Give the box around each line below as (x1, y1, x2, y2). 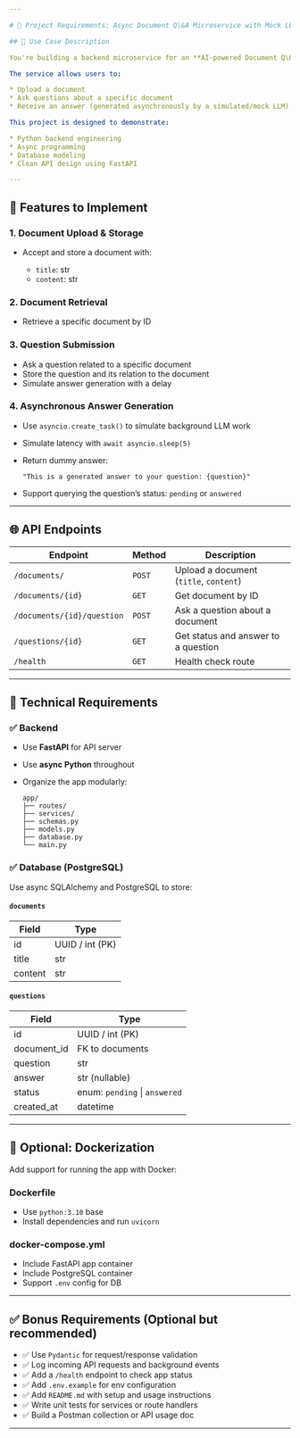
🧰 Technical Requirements (9, 695, 158, 711)
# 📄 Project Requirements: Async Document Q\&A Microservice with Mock (9, 21, 281, 29)
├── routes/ (21, 802, 67, 810)
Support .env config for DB (21, 1277, 122, 1288)
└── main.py (21, 841, 67, 850)
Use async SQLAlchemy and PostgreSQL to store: (9, 881, 193, 893)
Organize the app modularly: (21, 777, 128, 787)
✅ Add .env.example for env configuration (21, 1380, 177, 1391)
